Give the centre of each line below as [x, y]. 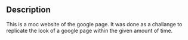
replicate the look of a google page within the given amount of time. [90, 30]
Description [28, 10]
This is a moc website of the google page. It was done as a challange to [94, 24]
